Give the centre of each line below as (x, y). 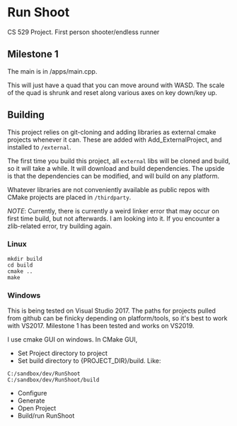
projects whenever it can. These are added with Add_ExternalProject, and (115, 140)
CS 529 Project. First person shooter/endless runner (83, 32)
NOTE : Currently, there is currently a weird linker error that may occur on (113, 211)
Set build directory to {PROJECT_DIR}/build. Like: (89, 361)
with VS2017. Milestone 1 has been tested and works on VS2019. (101, 326)
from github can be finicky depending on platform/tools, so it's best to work (117, 318)
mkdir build (25, 259)
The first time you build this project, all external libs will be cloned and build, (119, 161)
